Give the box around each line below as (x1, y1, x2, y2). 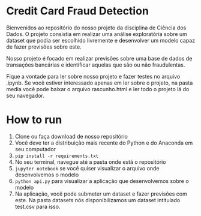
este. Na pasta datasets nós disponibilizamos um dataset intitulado (14, 196, 181, 203)
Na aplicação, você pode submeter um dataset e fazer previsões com (14, 190, 187, 197)
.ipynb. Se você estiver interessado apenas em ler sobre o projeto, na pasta (6, 79, 193, 86)
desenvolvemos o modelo (14, 171, 79, 178)
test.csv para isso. (14, 203, 61, 210)
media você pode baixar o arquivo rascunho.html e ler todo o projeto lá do (6, 85, 190, 92)
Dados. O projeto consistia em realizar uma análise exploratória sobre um (6, 30, 188, 37)
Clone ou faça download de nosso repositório (14, 133, 128, 140)
